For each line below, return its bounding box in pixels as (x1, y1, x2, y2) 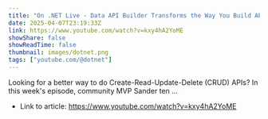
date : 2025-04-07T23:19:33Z (8, 19, 102, 27)
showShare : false (8, 33, 66, 42)
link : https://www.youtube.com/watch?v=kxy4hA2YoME (8, 26, 183, 34)
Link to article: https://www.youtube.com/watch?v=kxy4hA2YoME (19, 101, 237, 111)
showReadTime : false (8, 41, 77, 49)
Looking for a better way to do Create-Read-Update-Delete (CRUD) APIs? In (8, 77, 258, 87)
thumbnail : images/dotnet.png (8, 48, 109, 56)
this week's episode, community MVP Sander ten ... (8, 86, 178, 95)
